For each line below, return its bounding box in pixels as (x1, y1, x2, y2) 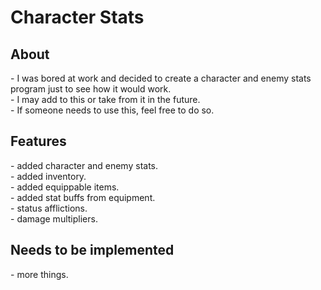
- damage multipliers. (10, 212, 98, 225)
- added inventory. (10, 170, 87, 182)
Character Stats (10, 6, 145, 29)
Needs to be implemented (10, 242, 175, 259)
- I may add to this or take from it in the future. (10, 94, 201, 105)
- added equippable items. (10, 181, 120, 193)
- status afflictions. (10, 202, 88, 214)
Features (10, 133, 67, 150)
